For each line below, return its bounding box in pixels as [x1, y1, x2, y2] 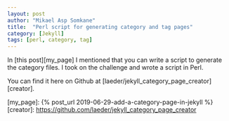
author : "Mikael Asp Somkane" [7, 17, 96, 24]
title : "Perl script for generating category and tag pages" [7, 23, 193, 30]
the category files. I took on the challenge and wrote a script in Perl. [7, 63, 204, 72]
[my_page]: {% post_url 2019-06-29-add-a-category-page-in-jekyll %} [7, 98, 214, 106]
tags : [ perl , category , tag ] [7, 37, 93, 44]
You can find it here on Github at [7, 77, 101, 85]
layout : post [7, 10, 46, 18]
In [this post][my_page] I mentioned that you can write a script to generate [7, 56, 223, 64]
